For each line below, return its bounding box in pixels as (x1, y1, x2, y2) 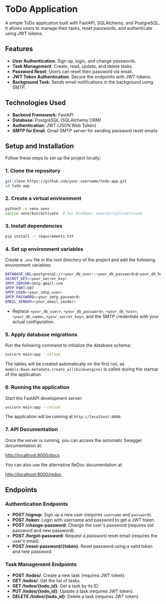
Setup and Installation (5, 142, 74, 150)
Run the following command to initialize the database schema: (5, 342, 131, 348)
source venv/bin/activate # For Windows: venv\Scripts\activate (5, 211, 142, 216)
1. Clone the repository (5, 167, 61, 174)
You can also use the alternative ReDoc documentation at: (5, 462, 124, 468)
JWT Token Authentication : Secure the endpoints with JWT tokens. (12, 73, 152, 80)
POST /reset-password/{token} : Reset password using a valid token (12, 544, 153, 549)
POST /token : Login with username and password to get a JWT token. (12, 517, 156, 523)
